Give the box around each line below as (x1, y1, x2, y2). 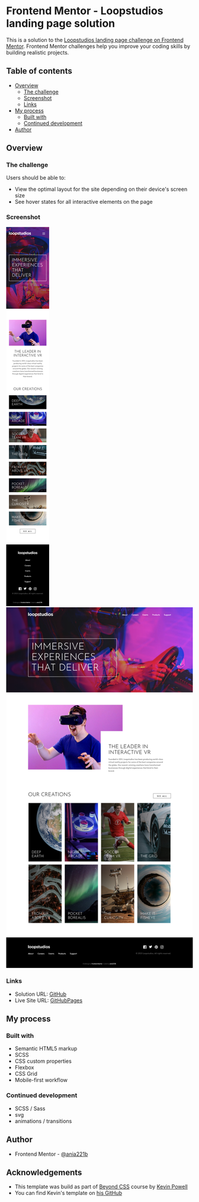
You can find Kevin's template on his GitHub (14, 1190, 123, 1197)
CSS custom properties (14, 1057, 72, 1065)
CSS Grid (14, 1070, 37, 1078)
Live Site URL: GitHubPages (14, 996, 83, 1004)
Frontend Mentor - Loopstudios (6, 4, 163, 18)
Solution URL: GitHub (14, 991, 67, 998)
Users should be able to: (6, 174, 66, 181)
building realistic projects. (6, 49, 69, 56)
